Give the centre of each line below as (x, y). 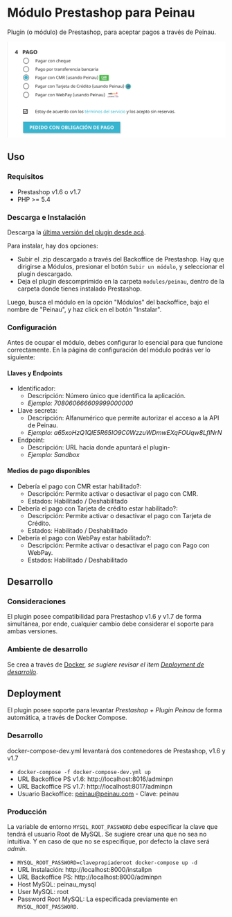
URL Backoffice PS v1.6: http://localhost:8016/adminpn (95, 779)
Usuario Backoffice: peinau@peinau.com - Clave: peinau (98, 794)
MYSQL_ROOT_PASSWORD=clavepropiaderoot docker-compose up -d (107, 863)
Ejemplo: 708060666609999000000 (80, 403)
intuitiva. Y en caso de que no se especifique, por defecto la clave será (108, 841)
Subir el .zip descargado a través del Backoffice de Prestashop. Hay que (121, 259)
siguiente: (21, 357)
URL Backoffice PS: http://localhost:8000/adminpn (89, 877)
